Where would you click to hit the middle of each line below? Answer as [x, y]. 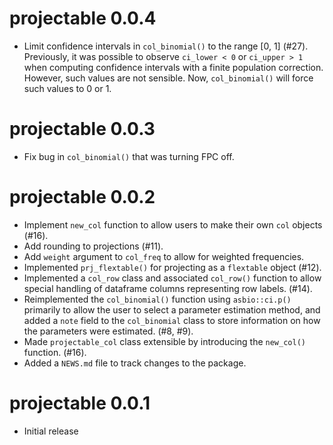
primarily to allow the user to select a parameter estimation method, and [172, 309]
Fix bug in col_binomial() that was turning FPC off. [129, 156]
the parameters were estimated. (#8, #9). [108, 331]
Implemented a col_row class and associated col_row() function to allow [172, 278]
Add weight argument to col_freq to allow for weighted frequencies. [164, 256]
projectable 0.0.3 [82, 129]
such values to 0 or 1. [67, 88]
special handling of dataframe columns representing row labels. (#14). [168, 288]
